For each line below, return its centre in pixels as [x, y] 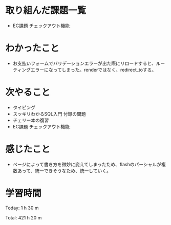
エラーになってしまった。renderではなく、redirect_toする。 [93, 70]
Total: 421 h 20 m [24, 217]
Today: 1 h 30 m [22, 208]
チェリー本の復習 [31, 120]
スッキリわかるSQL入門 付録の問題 [49, 114]
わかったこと [33, 48]
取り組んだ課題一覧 [46, 10]
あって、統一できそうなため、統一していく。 [64, 171]
